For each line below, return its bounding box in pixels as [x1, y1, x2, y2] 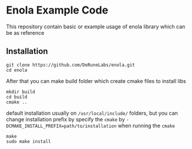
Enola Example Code [6, 4, 109, 17]
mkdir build [6, 89, 35, 95]
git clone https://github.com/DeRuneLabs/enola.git [6, 62, 135, 68]
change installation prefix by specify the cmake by [6, 115, 125, 122]
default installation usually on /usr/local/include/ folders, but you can [6, 110, 178, 117]
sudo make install [6, 138, 51, 144]
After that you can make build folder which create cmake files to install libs [6, 77, 186, 84]
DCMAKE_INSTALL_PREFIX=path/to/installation [6, 123, 117, 129]
